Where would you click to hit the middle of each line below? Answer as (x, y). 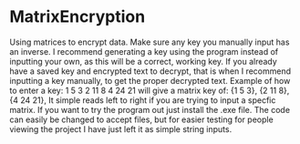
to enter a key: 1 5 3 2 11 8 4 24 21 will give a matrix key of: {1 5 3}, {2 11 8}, (150, 90)
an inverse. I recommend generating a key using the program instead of (144, 51)
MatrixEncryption (78, 17)
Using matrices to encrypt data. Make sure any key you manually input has (150, 42)
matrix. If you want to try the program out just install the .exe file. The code (150, 109)
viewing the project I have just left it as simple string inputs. (121, 129)
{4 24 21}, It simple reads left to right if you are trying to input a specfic (143, 100)
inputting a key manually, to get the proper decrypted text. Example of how (150, 80)
